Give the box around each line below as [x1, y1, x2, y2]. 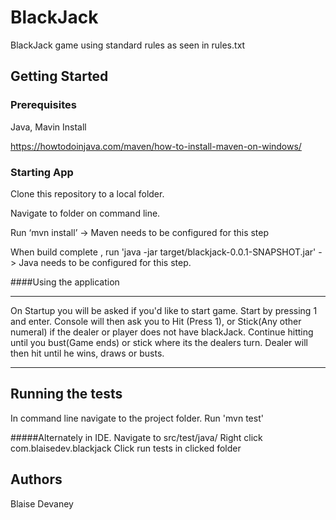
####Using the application [10, 276, 120, 288]
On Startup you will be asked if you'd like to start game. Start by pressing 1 [10, 304, 318, 316]
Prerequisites [10, 98, 77, 112]
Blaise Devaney [10, 497, 74, 510]
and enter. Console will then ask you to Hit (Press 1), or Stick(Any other [10, 315, 302, 327]
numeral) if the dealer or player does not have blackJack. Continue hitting [10, 326, 314, 338]
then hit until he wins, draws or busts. [10, 347, 165, 359]
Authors [10, 471, 63, 488]
